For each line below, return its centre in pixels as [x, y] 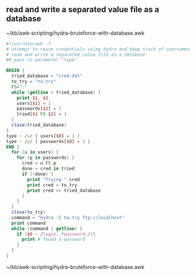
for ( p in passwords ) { [46, 158]
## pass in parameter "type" [42, 60]
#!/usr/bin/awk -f [28, 43]
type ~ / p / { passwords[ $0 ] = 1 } [48, 141]
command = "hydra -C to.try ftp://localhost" [68, 217]
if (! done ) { [38, 174]
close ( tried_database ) [39, 125]
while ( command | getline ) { [47, 229]
